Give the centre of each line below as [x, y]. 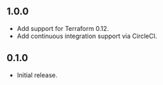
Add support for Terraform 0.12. [63, 28]
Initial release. [37, 75]
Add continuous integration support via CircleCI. [87, 36]
